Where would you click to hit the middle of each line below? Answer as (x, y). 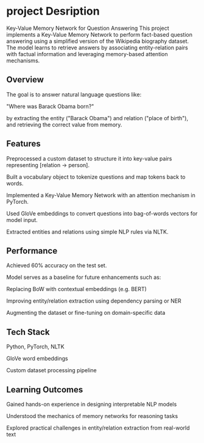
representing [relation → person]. (48, 165)
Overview (25, 80)
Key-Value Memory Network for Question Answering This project (88, 28)
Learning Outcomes (45, 390)
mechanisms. (23, 60)
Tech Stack (28, 332)
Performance (32, 250)
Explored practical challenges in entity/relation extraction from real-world (98, 428)
